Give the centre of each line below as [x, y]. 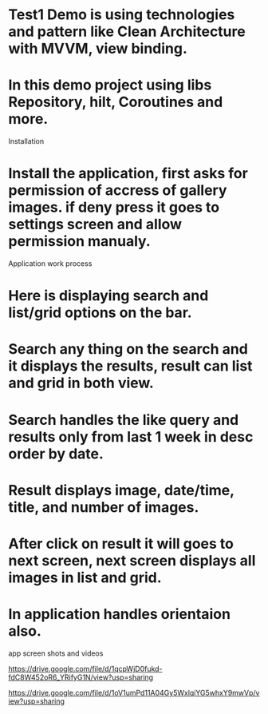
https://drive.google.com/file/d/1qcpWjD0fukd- [85, 668]
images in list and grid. [85, 577]
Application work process [50, 264]
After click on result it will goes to [121, 544]
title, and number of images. [104, 507]
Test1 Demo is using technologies [122, 15]
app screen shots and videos [56, 653]
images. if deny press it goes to [114, 207]
